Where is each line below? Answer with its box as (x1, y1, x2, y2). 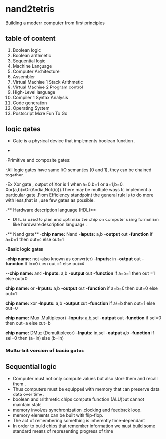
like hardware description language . (12, 221, 87, 227)
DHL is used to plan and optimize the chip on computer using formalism (12, 216, 159, 222)
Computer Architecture (12, 68, 60, 74)
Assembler (12, 73, 35, 80)
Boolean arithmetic (12, 52, 51, 58)
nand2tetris (5, 3, 55, 15)
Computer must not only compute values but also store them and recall (12, 376, 158, 382)
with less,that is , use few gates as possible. (5, 197, 95, 203)
